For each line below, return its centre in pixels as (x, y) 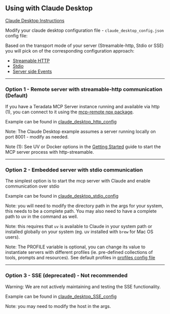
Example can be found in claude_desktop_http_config (61, 122)
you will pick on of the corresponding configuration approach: (70, 51)
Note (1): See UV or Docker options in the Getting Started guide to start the (83, 147)
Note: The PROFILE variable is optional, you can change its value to (75, 247)
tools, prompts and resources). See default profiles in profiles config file (80, 258)
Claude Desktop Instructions (35, 20)
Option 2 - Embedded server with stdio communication (74, 170)
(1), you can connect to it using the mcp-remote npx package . (70, 112)
